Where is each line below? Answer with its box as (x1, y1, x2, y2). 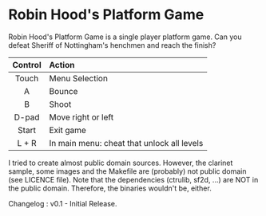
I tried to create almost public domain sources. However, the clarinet (8, 158, 233, 167)
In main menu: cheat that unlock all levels (49, 137, 204, 148)
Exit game (49, 124, 86, 135)
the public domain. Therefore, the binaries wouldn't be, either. (8, 183, 212, 193)
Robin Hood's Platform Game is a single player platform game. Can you (8, 32, 242, 41)
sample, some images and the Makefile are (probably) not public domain (8, 166, 247, 176)
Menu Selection (49, 73, 108, 84)
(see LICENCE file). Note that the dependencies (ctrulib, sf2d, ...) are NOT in (8, 175, 259, 184)
